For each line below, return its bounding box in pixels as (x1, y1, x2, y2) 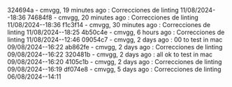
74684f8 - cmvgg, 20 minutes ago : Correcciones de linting (27, 13, 199, 22)
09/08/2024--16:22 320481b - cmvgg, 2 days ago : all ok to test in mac (7, 50, 213, 58)
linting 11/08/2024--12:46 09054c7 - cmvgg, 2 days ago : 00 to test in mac (7, 35, 223, 44)
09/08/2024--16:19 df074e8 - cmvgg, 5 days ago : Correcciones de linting (7, 65, 222, 73)
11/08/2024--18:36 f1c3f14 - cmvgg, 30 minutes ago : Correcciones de (7, 21, 211, 29)
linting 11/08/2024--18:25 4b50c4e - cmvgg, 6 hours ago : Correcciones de (7, 28, 225, 36)
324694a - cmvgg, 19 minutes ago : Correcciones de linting (7, 6, 179, 14)
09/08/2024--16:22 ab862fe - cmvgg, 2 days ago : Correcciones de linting (7, 43, 223, 51)
